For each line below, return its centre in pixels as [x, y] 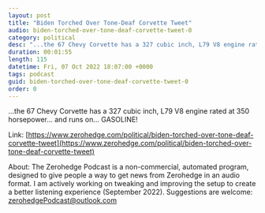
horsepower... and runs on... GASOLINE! [73, 120]
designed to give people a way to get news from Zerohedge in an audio [124, 175]
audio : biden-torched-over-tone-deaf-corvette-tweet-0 [100, 30]
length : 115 [28, 60]
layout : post [30, 15]
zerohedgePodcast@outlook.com [63, 200]
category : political [42, 37]
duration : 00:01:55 [40, 52]
